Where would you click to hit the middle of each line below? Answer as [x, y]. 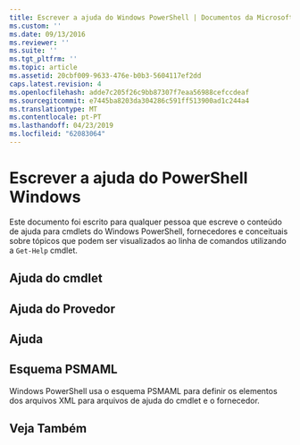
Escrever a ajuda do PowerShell [129, 178]
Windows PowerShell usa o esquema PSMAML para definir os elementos [144, 390]
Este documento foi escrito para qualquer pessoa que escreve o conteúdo [146, 222]
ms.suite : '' [33, 51]
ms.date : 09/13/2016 [48, 34]
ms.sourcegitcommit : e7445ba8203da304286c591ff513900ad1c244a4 [129, 101]
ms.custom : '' [36, 26]
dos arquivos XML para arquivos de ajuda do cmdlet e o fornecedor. [135, 400]
